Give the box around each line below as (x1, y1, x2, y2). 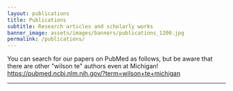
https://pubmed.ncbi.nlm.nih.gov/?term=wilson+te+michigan (7, 70, 181, 78)
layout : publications (7, 10, 70, 17)
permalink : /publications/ (7, 36, 85, 43)
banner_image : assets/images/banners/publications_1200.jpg (7, 29, 185, 37)
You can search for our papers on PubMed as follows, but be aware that (7, 54, 213, 63)
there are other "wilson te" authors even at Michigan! (7, 62, 159, 70)
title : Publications (7, 17, 67, 23)
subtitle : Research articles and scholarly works (7, 23, 154, 30)
